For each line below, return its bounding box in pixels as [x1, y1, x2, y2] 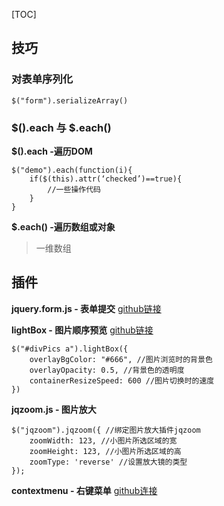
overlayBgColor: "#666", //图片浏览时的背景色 [29, 354, 213, 364]
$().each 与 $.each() [11, 120, 112, 134]
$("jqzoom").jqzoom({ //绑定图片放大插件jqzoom [11, 425, 201, 435]
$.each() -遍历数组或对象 [11, 220, 116, 233]
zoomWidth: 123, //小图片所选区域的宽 [29, 435, 178, 446]
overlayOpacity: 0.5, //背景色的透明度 [29, 365, 185, 375]
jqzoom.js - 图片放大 [11, 403, 97, 415]
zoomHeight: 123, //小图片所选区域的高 [29, 446, 182, 456]
